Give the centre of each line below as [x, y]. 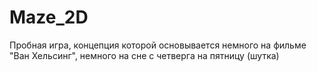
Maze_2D [49, 17]
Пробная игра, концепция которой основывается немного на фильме [158, 45]
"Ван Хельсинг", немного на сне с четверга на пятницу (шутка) [144, 55]
